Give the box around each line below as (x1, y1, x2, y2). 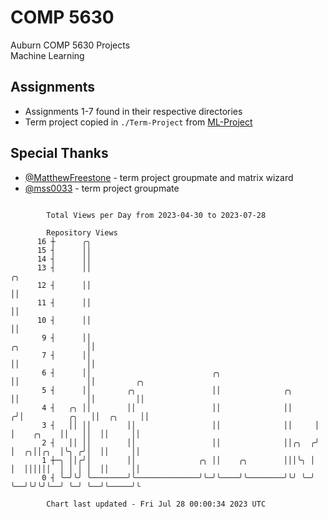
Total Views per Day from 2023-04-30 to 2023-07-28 (46, 210, 267, 220)
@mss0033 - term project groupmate (24, 182, 180, 194)
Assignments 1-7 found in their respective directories (24, 105, 243, 117)
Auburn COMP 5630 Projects (10, 39, 131, 51)
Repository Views (46, 227, 118, 238)
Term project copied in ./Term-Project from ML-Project (24, 116, 253, 128)
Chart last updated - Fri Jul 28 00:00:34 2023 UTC (46, 499, 267, 509)
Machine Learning (10, 49, 85, 61)
